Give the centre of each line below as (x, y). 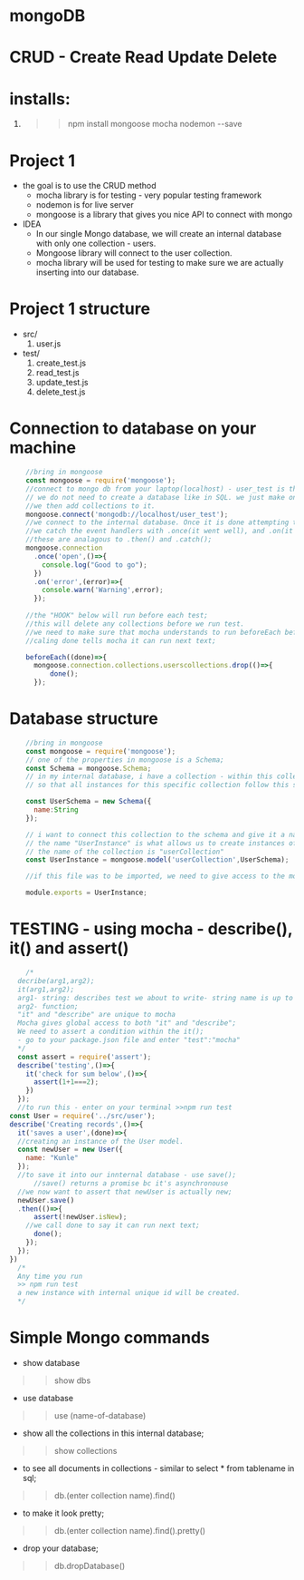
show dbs (72, 1380)
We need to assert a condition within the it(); (111, 1032)
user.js (48, 344)
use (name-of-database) (100, 1415)
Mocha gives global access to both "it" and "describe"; (127, 1023)
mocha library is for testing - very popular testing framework (149, 195)
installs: (40, 98)
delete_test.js (61, 392)
